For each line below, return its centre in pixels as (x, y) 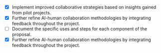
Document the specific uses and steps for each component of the (80, 29)
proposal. (22, 35)
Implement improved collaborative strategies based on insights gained (84, 7)
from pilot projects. (31, 13)
